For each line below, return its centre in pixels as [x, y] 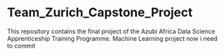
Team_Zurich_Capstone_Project [100, 13]
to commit [21, 45]
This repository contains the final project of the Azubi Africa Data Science [111, 31]
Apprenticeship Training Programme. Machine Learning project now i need [112, 38]
